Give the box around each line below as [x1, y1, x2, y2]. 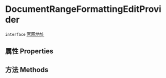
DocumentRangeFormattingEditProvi [5, 3, 161, 15]
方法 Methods [5, 66, 48, 74]
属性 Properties [5, 47, 53, 56]
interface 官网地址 [5, 31, 44, 37]
